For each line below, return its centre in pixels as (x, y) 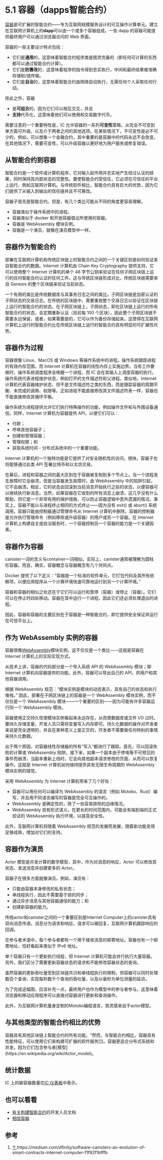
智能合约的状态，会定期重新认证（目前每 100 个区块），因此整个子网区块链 (79, 312)
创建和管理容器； (29, 436)
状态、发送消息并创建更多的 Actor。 (41, 868)
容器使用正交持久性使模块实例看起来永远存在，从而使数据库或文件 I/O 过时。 (81, 718)
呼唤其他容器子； (29, 430)
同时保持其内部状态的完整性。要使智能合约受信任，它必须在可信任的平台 (86, 179)
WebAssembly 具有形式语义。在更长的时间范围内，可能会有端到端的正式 (84, 810)
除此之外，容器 (20, 98)
